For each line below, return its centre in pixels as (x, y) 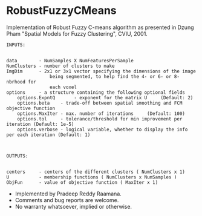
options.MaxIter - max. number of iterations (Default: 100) (101, 113)
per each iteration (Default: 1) (48, 135)
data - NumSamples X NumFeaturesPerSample (70, 61)
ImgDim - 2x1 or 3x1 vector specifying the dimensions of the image (101, 71)
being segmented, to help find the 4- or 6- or (110, 76)
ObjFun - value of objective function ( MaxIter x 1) (82, 182)
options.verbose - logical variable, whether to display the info (103, 129)
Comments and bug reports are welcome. (67, 200)
